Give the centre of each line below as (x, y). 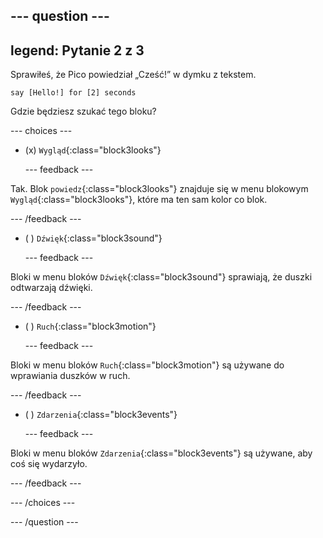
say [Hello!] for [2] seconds (73, 93)
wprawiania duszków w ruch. (70, 376)
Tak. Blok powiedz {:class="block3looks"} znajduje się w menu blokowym (159, 189)
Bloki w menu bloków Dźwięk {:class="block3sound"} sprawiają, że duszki (161, 277)
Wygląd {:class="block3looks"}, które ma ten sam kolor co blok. (139, 200)
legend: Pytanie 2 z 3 (77, 50)
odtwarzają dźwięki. (51, 288)
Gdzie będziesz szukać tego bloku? (83, 111)
